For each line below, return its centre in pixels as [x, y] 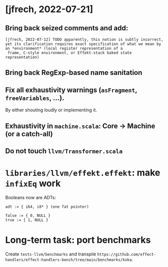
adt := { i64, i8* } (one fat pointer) [47, 207]
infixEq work [33, 184]
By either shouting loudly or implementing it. [51, 110]
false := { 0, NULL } [28, 215]
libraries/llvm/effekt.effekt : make [83, 173]
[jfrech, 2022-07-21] [49, 9]
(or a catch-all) [29, 134]
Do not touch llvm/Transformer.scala [64, 151]
